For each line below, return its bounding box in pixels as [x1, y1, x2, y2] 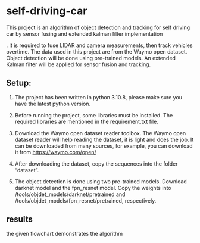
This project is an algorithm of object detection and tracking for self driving [6, 24, 190, 31]
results [6, 214, 33, 225]
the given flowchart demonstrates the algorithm [6, 230, 123, 237]
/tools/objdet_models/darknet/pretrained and [14, 191, 126, 198]
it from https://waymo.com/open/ [14, 148, 96, 155]
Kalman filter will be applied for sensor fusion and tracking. [6, 61, 151, 68]
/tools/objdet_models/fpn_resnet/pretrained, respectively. [14, 197, 157, 204]
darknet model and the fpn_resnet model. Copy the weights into [14, 184, 171, 191]
